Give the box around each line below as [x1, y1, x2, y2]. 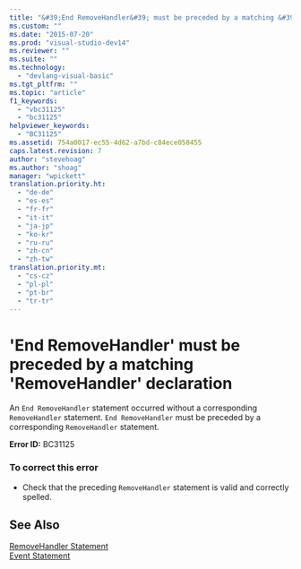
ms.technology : [9, 64, 66, 73]
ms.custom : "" [9, 22, 63, 30]
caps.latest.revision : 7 [9, 146, 102, 155]
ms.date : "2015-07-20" [9, 30, 94, 39]
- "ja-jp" [17, 221, 54, 230]
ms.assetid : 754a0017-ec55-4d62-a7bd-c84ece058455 [9, 138, 202, 147]
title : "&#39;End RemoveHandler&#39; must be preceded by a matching [9, 13, 275, 22]
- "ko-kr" [17, 229, 54, 238]
